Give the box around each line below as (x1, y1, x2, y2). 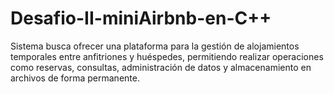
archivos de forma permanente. (10, 72, 140, 84)
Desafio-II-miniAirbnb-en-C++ (10, 7, 272, 30)
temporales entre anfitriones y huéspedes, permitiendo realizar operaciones (10, 50, 324, 62)
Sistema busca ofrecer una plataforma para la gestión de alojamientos (10, 40, 300, 52)
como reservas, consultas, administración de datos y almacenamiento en (10, 61, 312, 73)
